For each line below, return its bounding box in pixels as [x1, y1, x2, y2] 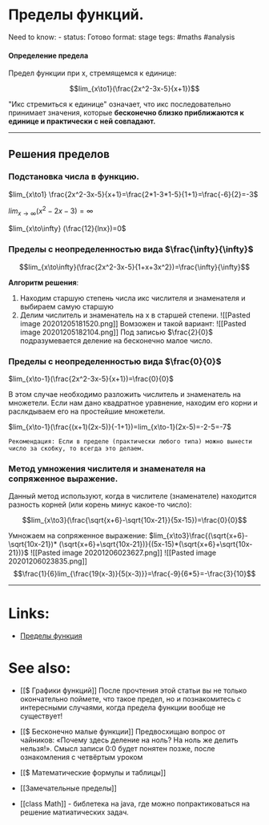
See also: [8, 659, 71, 677]
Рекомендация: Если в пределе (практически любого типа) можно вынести [8, 437, 252, 446]
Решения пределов [8, 147, 110, 161]
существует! [19, 711, 63, 721]
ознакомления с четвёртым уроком [19, 752, 143, 762]
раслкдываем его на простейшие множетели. [8, 406, 166, 416]
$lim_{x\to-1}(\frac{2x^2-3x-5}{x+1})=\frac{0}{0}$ [8, 374, 174, 383]
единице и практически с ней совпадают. [8, 116, 156, 126]
